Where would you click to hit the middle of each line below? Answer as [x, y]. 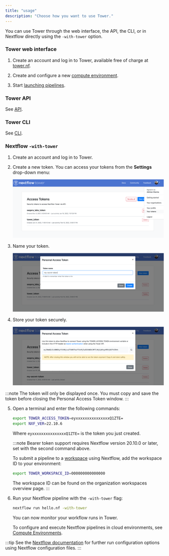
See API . [14, 109]
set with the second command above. [52, 448]
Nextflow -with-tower [32, 146]
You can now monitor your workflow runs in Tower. [65, 517]
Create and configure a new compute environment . [65, 75]
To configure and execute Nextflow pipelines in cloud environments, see [87, 527]
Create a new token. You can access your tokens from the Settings [82, 167]
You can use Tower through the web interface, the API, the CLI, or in [76, 31]
